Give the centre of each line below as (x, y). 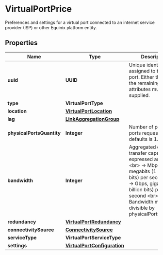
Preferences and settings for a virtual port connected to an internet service (80, 22)
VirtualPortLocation (89, 111)
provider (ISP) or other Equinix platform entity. (51, 27)
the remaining (145, 83)
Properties (21, 43)
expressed (141, 159)
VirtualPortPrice (38, 9)
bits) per (139, 177)
